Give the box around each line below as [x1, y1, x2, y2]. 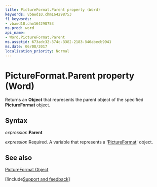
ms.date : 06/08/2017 [5, 44, 48, 49]
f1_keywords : [5, 16, 32, 21]
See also [5, 153, 32, 162]
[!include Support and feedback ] [5, 176, 70, 182]
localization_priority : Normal [5, 48, 70, 53]
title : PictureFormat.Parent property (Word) [5, 7, 100, 12]
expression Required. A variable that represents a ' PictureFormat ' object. [5, 139, 153, 145]
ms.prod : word [5, 26, 35, 31]
